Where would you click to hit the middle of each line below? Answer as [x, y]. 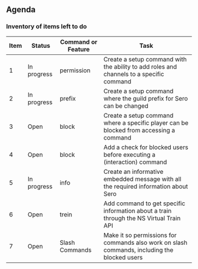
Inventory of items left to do [47, 27]
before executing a [129, 154]
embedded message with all [142, 179]
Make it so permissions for [140, 235]
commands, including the [138, 249]
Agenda [21, 10]
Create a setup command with [145, 59]
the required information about [146, 186]
